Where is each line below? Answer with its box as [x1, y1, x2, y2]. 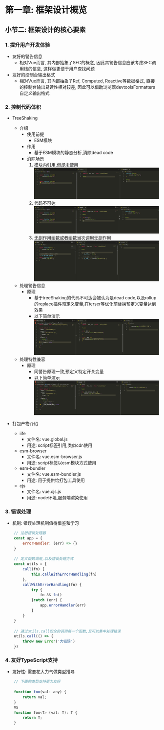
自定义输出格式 [19, 90, 50, 96]
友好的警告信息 [12, 53, 42, 59]
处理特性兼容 [19, 356, 45, 363]
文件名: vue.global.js [26, 436, 68, 442]
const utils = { [14, 561, 47, 566]
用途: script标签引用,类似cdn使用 [26, 442, 93, 448]
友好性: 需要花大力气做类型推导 [12, 669, 75, 675]
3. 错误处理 [5, 508, 31, 515]
